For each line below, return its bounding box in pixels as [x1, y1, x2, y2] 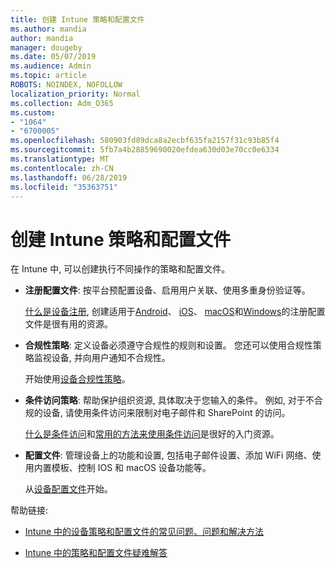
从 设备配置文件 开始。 [24, 483, 113, 495]
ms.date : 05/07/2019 [10, 52, 97, 62]
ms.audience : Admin [10, 61, 92, 71]
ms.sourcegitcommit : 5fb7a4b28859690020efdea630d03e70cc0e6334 [10, 145, 280, 155]
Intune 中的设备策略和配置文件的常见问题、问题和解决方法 [24, 526, 265, 538]
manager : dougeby [10, 42, 83, 53]
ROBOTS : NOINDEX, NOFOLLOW [10, 80, 123, 90]
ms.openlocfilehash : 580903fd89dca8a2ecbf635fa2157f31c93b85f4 [10, 136, 280, 146]
